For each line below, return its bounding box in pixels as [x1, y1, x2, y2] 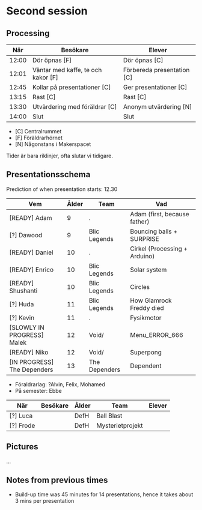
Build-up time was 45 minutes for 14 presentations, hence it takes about [14, 491, 194, 498]
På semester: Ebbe [14, 387, 62, 394]
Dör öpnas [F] [32, 56, 72, 64]
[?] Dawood [9, 231, 43, 239]
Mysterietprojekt [96, 421, 143, 430]
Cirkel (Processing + [130, 244, 188, 253]
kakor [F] [32, 73, 58, 82]
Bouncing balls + [130, 227, 177, 235]
